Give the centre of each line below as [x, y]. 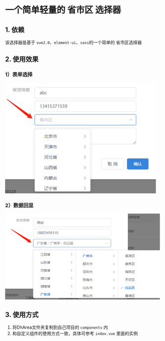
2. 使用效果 [22, 59]
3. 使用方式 [22, 315]
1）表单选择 [19, 75]
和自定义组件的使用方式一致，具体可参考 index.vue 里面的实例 [75, 334]
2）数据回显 [19, 205]
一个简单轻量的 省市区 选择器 [63, 10]
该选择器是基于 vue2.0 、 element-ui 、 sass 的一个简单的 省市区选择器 [74, 42]
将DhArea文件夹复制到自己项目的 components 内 [60, 327]
